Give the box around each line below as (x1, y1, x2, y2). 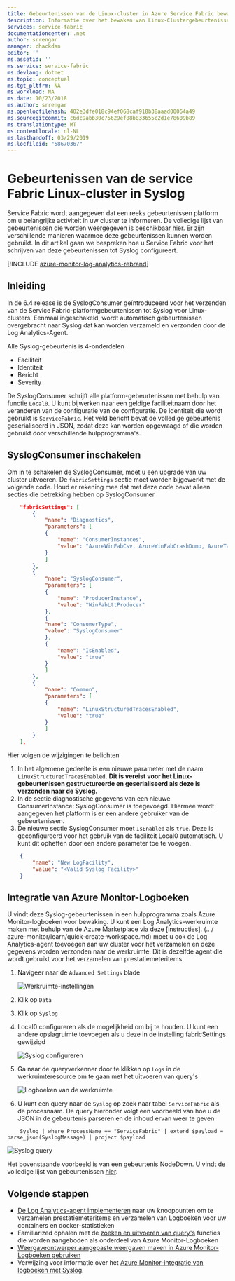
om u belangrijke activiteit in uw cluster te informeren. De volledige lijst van (7, 217, 224, 225)
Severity (17, 378, 42, 386)
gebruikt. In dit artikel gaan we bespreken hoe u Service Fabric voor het (7, 239, 214, 248)
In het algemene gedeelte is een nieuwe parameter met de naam (17, 765, 204, 773)
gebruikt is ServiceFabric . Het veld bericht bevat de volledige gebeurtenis (7, 414, 221, 422)
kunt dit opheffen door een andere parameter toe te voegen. (17, 839, 191, 848)
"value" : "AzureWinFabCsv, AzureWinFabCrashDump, (57, 543, 205, 550)
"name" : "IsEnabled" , (57, 646, 120, 654)
